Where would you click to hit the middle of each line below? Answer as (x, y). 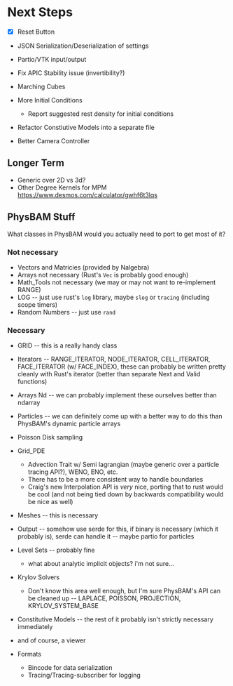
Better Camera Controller (54, 141)
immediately (35, 627)
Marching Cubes (41, 86)
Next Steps (40, 12)
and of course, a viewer (51, 640)
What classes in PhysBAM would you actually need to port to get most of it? (116, 234)
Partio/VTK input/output (52, 59)
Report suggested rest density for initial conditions (100, 114)
